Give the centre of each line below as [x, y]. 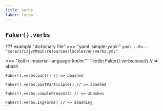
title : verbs [19, 10]
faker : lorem [19, 15]
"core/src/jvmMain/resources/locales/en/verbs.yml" [62, 52]
